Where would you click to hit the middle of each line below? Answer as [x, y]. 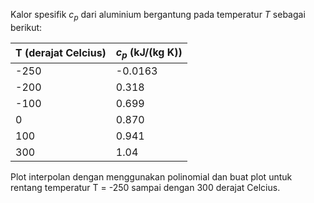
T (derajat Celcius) [61, 53]
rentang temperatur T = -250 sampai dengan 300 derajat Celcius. [145, 187]
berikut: [26, 27]
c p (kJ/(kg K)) [149, 53]
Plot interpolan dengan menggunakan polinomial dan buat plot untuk [151, 176]
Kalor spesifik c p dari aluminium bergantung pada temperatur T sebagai [158, 16]
